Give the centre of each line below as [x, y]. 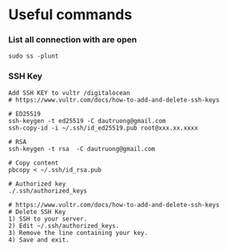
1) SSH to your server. [48, 219]
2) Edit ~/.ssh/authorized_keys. [64, 225]
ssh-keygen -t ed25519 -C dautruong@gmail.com [87, 121]
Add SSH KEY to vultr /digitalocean [69, 93]
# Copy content [34, 163]
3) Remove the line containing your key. [78, 233]
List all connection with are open [73, 40]
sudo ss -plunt [34, 56]
